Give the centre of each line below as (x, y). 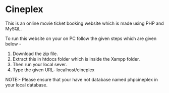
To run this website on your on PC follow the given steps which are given (81, 38)
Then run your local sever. (40, 64)
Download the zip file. (35, 54)
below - (13, 43)
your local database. (26, 85)
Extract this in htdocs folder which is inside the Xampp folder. (76, 59)
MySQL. (14, 28)
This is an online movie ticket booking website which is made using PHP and (84, 23)
